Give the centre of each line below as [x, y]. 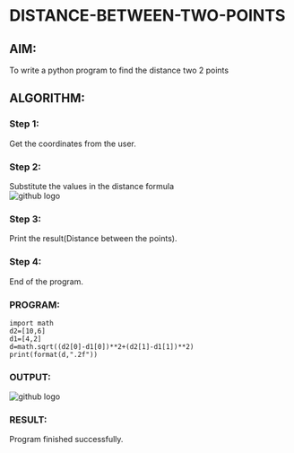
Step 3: [26, 219]
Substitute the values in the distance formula [92, 186]
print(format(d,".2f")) [54, 354]
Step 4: [26, 262]
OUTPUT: [30, 377]
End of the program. [46, 281]
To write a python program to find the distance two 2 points [119, 70]
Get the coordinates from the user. [73, 144]
